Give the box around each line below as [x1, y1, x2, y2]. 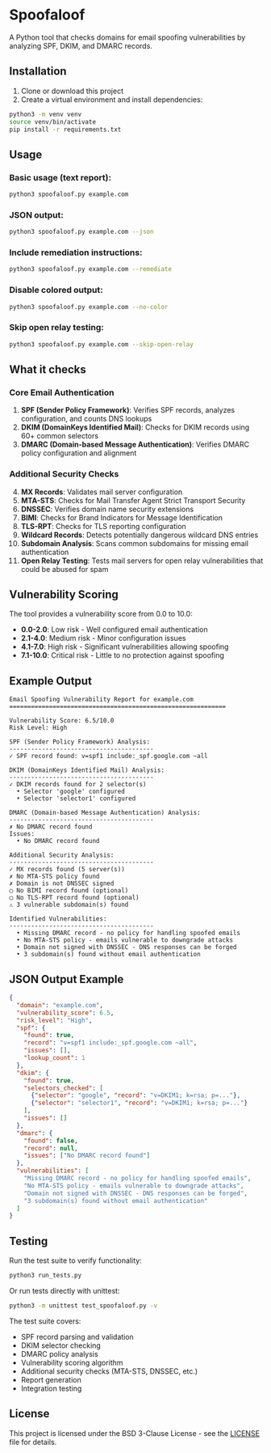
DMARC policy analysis [20, 1349, 99, 1358]
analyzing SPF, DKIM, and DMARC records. [9, 40, 152, 50]
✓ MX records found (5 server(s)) [9, 866, 126, 874]
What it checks [9, 362, 87, 377]
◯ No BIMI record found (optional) [9, 887, 129, 895]
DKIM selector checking [20, 1341, 102, 1350]
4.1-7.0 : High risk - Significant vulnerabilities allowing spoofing [20, 642, 229, 652]
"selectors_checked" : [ [23, 1084, 104, 1092]
